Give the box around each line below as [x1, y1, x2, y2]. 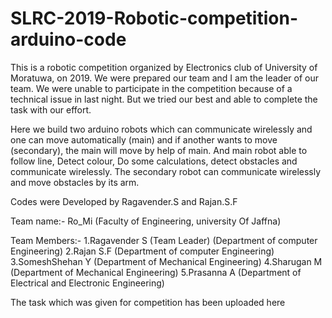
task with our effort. [10, 103, 92, 116]
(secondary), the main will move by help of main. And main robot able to [10, 144, 308, 156]
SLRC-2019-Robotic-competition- [10, 7, 299, 30]
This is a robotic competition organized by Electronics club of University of [10, 61, 318, 73]
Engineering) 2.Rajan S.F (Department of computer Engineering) [10, 245, 275, 257]
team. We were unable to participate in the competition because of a [10, 82, 293, 94]
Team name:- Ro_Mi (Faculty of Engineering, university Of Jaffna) [10, 215, 282, 227]
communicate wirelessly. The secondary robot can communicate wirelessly [10, 165, 322, 177]
